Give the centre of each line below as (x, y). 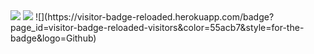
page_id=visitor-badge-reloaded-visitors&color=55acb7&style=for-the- (157, 27)
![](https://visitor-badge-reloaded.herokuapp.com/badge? (154, 17)
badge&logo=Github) (53, 38)
